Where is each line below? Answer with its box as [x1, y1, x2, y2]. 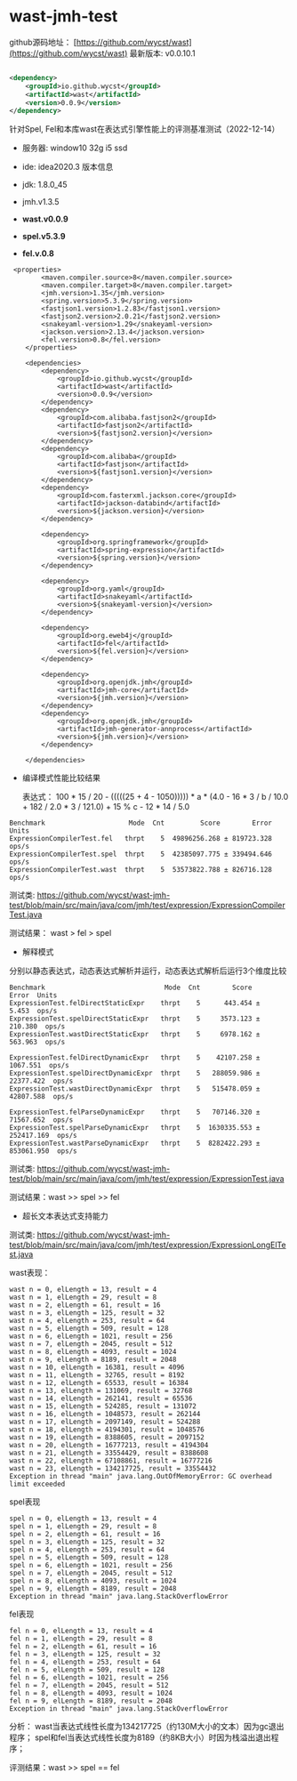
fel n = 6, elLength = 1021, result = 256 [9, 1673, 169, 1682]
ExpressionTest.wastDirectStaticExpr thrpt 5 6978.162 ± [9, 1030, 261, 1039]
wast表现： [9, 1268, 51, 1278]
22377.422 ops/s [9, 1076, 74, 1086]
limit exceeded [9, 1479, 66, 1489]
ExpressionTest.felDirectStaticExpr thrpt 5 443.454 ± [9, 999, 261, 1008]
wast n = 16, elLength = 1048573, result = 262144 [9, 1410, 201, 1419]
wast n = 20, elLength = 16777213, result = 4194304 [9, 1441, 209, 1450]
